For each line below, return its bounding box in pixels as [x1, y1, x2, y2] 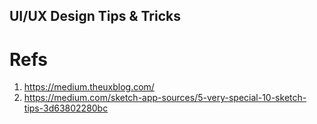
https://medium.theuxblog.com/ [23, 81, 155, 93]
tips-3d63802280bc [23, 102, 109, 114]
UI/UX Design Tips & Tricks [9, 8, 181, 25]
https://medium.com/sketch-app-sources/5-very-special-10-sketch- [23, 92, 307, 104]
